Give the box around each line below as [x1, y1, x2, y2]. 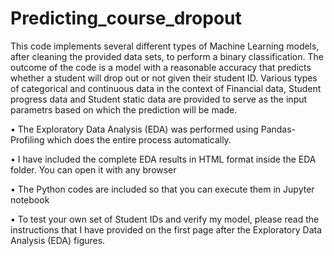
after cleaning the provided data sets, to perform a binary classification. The [10, 50, 324, 62]
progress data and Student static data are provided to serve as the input [10, 93, 308, 105]
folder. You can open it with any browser [10, 163, 177, 176]
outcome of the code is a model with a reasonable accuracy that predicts [10, 61, 312, 73]
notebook [10, 193, 50, 206]
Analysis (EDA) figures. [10, 234, 106, 246]
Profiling [10, 133, 45, 146]
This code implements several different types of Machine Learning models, [10, 40, 320, 52]
